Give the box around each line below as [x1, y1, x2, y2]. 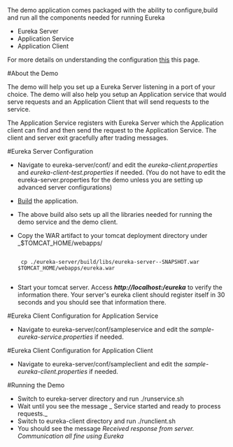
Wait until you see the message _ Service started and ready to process [17, 402, 221, 410]
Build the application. [17, 196, 78, 205]
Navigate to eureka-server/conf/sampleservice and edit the [17, 326, 189, 333]
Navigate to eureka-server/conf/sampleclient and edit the [17, 360, 183, 368]
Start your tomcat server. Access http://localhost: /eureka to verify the [17, 283, 223, 291]
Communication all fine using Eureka [17, 432, 124, 440]
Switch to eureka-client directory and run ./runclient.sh [17, 417, 176, 425]
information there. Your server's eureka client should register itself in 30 [17, 291, 225, 299]
